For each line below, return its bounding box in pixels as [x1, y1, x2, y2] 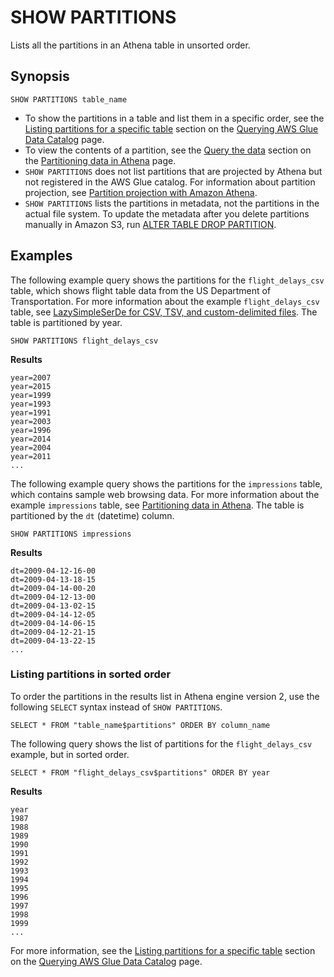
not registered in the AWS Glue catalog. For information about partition [24, 176, 316, 188]
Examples [10, 247, 73, 265]
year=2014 [10, 434, 52, 444]
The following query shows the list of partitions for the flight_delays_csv [10, 737, 313, 750]
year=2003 [10, 416, 52, 426]
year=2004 [10, 442, 52, 453]
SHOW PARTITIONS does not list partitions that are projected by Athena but [24, 165, 323, 177]
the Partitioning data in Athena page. [24, 154, 177, 166]
